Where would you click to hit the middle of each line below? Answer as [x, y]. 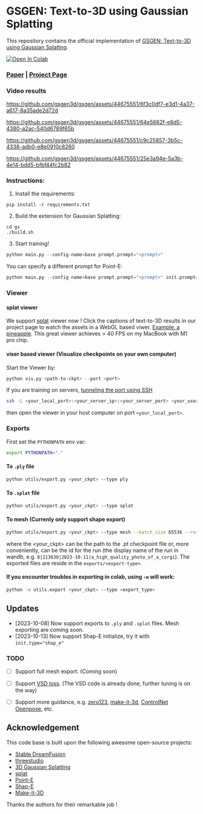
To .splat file [23, 493]
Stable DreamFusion [40, 754]
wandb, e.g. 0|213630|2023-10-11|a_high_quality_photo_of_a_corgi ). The [98, 556]
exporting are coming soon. [49, 629]
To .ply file [20, 467]
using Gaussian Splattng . [37, 47]
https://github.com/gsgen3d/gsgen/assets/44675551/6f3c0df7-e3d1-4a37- [101, 104]
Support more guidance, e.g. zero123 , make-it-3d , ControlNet [92, 702]
